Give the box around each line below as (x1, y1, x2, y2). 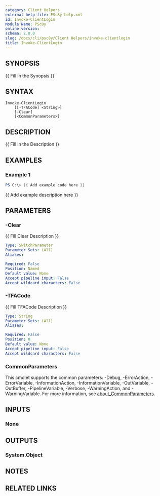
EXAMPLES (5, 156, 42, 165)
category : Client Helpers (5, 7, 60, 13)
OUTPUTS (5, 436, 38, 445)
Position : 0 (5, 337, 30, 342)
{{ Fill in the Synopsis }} (5, 72, 55, 79)
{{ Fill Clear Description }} (5, 233, 59, 239)
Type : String (5, 314, 33, 319)
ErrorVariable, (5, 380, 34, 386)
